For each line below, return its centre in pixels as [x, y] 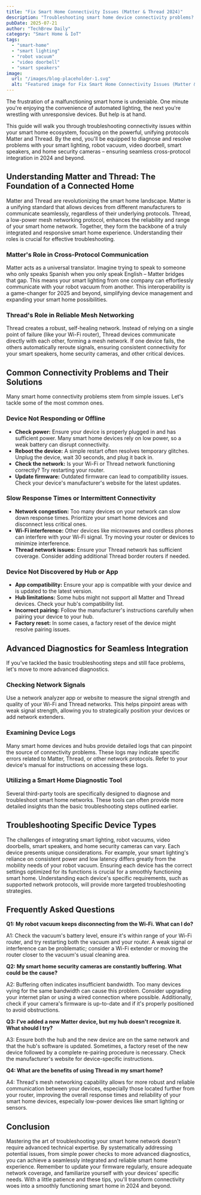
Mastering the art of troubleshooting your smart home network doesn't [93, 1141]
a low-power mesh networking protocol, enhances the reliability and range [98, 219]
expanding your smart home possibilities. [57, 300]
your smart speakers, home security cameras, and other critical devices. [96, 354]
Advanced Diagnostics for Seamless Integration [97, 648]
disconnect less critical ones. [51, 524]
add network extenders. [36, 717]
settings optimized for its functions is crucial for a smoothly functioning [94, 872]
